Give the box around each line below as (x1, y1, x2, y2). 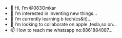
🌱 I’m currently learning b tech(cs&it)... (10, 16, 92, 22)
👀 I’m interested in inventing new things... (10, 10, 97, 16)
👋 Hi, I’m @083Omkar (10, 5, 56, 11)
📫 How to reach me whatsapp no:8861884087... (10, 27, 113, 33)
